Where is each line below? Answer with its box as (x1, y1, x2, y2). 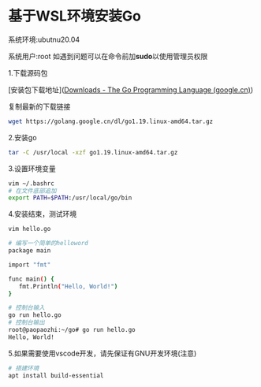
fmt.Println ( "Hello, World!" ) (18, 282, 118, 290)
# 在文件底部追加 (8, 187, 57, 195)
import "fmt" (8, 261, 51, 269)
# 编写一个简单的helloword (8, 240, 88, 247)
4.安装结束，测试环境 (8, 210, 77, 219)
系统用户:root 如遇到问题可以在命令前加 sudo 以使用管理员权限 (8, 51, 208, 61)
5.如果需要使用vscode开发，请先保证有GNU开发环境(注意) (8, 348, 197, 358)
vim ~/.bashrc (8, 179, 55, 188)
